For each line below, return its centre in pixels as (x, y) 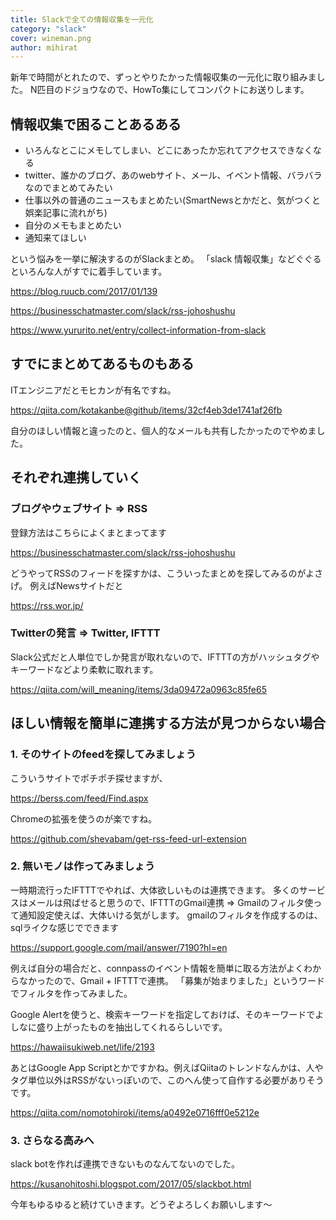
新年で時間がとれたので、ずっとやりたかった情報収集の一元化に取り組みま (163, 77)
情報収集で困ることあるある (96, 124)
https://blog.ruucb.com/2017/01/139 (84, 292)
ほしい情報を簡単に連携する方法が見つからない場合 (168, 723)
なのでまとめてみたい (68, 188)
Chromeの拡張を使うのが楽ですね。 (84, 818)
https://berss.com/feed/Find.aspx (79, 798)
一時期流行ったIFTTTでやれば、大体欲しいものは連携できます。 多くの (155, 890)
